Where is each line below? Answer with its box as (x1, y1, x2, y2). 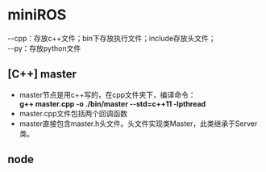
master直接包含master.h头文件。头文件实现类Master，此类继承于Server (19, 119, 258, 128)
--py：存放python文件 (7, 43, 81, 53)
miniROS (7, 6, 67, 24)
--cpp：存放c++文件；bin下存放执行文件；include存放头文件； (7, 33, 216, 43)
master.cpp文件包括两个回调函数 (19, 108, 128, 118)
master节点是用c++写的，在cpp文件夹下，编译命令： (19, 90, 196, 99)
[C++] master (7, 67, 77, 82)
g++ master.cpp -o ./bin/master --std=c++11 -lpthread (19, 99, 206, 108)
